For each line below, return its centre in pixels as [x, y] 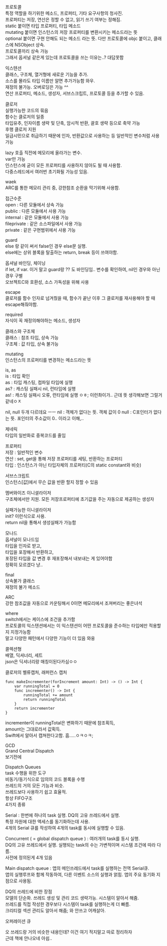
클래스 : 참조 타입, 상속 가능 [32, 337]
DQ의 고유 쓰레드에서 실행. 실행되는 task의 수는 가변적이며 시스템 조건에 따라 [80, 845]
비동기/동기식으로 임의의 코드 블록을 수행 [45, 779]
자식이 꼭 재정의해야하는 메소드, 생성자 [43, 321]
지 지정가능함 [18, 632]
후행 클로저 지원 [21, 129]
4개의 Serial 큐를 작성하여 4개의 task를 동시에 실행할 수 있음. [65, 828]
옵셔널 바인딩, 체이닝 [25, 263]
